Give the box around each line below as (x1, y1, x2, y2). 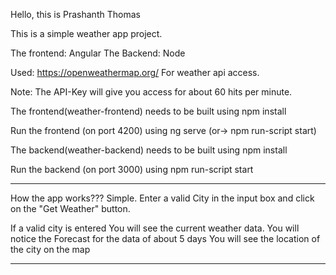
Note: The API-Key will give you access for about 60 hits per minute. (10, 86, 293, 98)
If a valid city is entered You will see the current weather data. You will (10, 222, 300, 234)
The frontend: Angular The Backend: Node (10, 47, 186, 59)
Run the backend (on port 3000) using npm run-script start (10, 164, 254, 175)
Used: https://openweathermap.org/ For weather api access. (10, 67, 260, 78)
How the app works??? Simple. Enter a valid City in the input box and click (10, 192, 315, 204)
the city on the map (10, 244, 91, 255)
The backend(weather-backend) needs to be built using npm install (10, 144, 288, 156)
